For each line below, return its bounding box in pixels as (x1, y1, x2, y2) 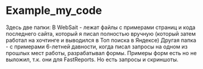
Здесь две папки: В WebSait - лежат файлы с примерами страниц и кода (5, 24, 196, 31)
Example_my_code (5, 4, 102, 18)
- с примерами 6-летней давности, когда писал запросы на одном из (5, 43, 188, 50)
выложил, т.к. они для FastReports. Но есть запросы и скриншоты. (5, 56, 179, 63)
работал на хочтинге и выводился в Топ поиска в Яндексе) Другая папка (5, 36, 196, 44)
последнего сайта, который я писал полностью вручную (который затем (5, 30, 196, 37)
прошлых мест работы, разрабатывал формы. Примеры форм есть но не (5, 49, 197, 56)
